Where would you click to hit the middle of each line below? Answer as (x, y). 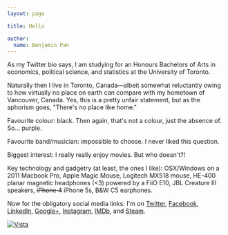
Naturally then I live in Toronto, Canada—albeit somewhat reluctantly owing (114, 85)
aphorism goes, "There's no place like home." (72, 107)
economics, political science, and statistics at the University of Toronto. (109, 72)
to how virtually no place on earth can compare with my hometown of (106, 93)
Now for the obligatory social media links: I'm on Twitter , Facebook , (103, 204)
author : (18, 39)
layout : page (26, 13)
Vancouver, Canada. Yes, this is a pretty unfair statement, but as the (104, 100)
